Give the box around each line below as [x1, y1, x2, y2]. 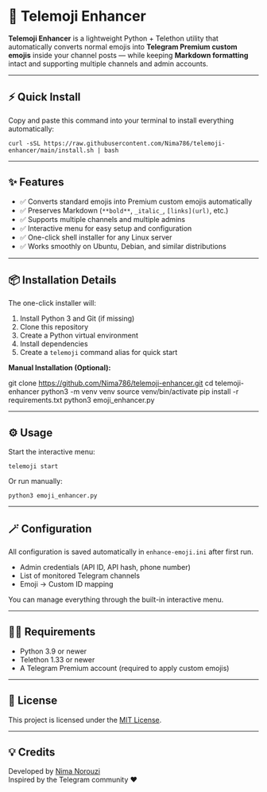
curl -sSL [8, 139, 41, 147]
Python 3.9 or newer [19, 646, 87, 656]
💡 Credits [8, 746, 56, 759]
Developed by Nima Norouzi [8, 767, 101, 776]
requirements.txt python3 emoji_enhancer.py [8, 396, 155, 405]
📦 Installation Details [8, 273, 117, 287]
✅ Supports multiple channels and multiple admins [19, 214, 185, 224]
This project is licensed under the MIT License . [8, 715, 162, 724]
